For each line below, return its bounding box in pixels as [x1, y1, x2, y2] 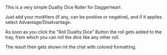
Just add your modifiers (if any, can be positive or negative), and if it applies [5, 14, 162, 19]
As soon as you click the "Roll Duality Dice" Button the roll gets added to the [5, 29, 162, 34]
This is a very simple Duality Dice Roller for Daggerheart [5, 4, 121, 10]
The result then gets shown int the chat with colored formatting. [5, 44, 136, 49]
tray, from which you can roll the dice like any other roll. [5, 34, 120, 40]
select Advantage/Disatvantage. [5, 19, 71, 25]
